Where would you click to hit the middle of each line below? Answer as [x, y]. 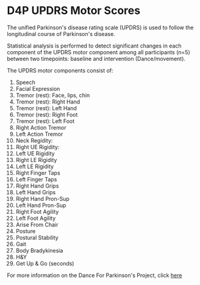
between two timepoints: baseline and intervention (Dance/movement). [96, 58]
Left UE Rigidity [35, 153]
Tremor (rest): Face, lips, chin [53, 95]
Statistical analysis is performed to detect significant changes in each [94, 46]
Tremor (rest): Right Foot [47, 114]
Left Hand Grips [36, 192]
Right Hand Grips [37, 186]
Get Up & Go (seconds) [45, 263]
